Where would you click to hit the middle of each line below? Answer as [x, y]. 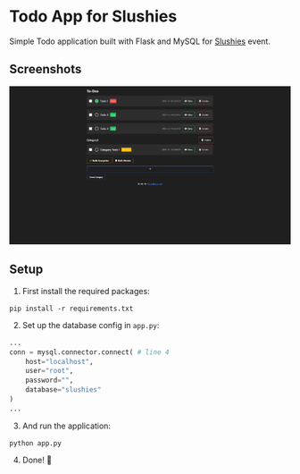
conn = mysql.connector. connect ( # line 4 [89, 352]
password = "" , [50, 381]
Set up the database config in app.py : [91, 325]
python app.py [36, 443]
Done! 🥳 [37, 460]
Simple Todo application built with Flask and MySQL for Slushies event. [140, 41]
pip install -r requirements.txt [71, 309]
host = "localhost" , [59, 361]
